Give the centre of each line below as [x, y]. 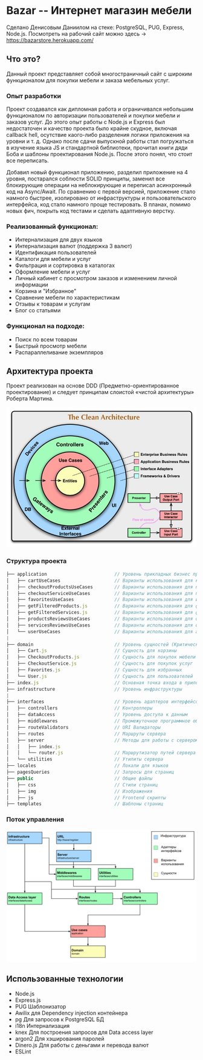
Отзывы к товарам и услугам [53, 304]
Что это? [24, 59]
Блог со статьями [38, 311]
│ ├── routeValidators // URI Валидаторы [84, 727]
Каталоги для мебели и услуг [53, 259]
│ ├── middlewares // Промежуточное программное [98, 721]
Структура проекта [37, 561]
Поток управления [35, 820]
